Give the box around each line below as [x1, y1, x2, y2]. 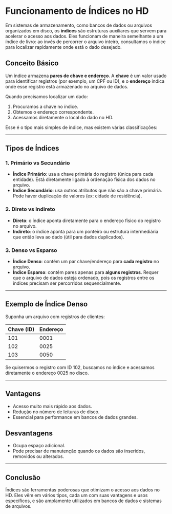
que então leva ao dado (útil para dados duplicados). [12, 234, 124, 240]
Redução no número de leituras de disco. [12, 409, 100, 415]
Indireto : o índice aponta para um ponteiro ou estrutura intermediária [12, 228, 159, 234]
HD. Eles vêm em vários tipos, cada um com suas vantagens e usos [5, 492, 148, 499]
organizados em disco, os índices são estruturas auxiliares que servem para [5, 27, 167, 33]
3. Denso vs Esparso [5, 247, 57, 254]
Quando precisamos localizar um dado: [5, 93, 88, 100]
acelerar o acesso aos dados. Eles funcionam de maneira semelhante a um [5, 33, 164, 39]
